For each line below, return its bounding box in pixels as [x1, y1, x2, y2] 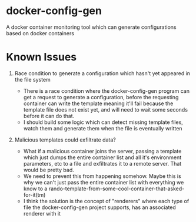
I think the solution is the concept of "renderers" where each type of [23, 197, 190, 204]
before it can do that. [23, 112, 75, 119]
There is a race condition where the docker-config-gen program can [23, 87, 190, 95]
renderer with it [23, 210, 61, 217]
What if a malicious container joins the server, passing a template [23, 147, 182, 154]
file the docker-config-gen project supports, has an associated [23, 204, 177, 211]
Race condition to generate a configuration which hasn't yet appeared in [14, 69, 190, 77]
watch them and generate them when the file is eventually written [23, 125, 182, 132]
